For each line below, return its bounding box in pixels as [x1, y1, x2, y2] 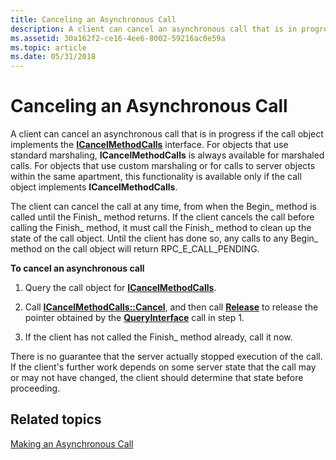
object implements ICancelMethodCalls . [10, 181, 178, 193]
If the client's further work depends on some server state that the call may [10, 361, 317, 373]
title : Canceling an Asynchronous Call [10, 14, 177, 25]
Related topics [10, 411, 102, 428]
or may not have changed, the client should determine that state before [10, 372, 304, 384]
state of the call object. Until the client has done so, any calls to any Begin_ [10, 232, 319, 245]
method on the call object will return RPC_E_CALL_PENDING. [10, 243, 260, 255]
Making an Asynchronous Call [10, 437, 134, 450]
